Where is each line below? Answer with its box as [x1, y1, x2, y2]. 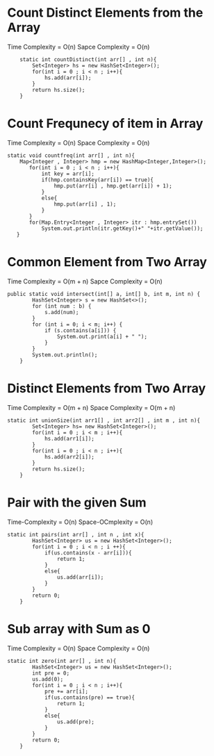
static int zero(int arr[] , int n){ [7, 657, 117, 664]
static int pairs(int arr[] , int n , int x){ [7, 531, 145, 538]
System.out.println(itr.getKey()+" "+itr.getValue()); [41, 224, 204, 232]
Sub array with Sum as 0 [7, 621, 151, 636]
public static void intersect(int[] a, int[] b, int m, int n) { [7, 290, 200, 297]
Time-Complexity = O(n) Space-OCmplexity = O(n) [7, 518, 154, 526]
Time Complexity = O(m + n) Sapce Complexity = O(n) [7, 277, 163, 286]
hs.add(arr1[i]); [44, 435, 95, 442]
